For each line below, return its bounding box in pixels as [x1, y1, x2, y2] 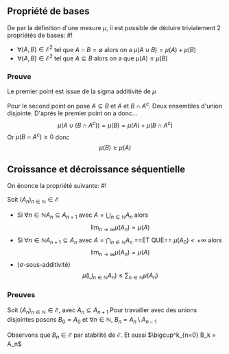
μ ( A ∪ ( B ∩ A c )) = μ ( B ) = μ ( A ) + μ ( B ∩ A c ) [57, 120, 173, 129]
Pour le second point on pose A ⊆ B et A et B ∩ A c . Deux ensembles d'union [7, 101, 223, 110]
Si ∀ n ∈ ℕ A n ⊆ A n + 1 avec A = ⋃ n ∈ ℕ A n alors [16, 211, 149, 220]
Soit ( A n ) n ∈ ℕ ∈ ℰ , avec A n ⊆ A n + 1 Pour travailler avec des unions [7, 306, 197, 316]
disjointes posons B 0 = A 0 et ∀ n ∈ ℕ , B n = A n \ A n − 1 [7, 316, 157, 325]
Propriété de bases [7, 5, 90, 17]
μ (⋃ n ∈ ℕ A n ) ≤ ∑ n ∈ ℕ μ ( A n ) [82, 271, 159, 281]
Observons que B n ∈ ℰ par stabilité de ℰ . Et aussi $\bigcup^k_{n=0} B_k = [7, 331, 217, 340]
